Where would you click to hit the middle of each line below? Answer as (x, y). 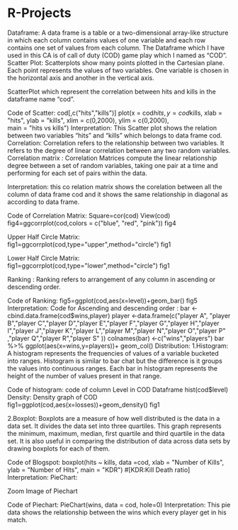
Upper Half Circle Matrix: (44, 237)
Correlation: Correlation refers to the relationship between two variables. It (116, 142)
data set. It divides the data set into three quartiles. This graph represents (114, 426)
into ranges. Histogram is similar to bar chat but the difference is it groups (115, 361)
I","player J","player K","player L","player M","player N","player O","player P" (117, 330)
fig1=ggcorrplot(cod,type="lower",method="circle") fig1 (89, 265)
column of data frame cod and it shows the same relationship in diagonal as (118, 194)
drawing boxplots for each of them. (59, 449)
